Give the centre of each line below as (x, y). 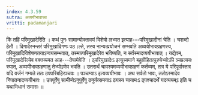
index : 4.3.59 (24, 12)
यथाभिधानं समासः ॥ (25, 87)
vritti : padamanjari (32, 23)
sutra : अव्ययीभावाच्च (26, 17)
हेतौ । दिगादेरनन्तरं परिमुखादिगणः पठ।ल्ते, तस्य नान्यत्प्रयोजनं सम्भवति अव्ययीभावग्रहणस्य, (89, 47)
